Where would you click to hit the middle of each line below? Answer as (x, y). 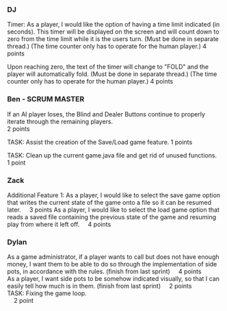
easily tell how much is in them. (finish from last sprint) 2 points (99, 286)
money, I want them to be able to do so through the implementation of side (112, 264)
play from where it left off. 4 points (59, 224)
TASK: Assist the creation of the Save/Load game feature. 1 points (100, 142)
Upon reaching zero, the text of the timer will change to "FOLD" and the (108, 67)
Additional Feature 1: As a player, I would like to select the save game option (114, 195)
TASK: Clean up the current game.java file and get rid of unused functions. (112, 155)
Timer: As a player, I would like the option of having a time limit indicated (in (113, 25)
